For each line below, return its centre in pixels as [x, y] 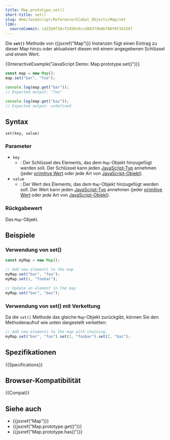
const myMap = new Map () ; [32, 260]
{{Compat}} [17, 393]
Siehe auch [23, 409]
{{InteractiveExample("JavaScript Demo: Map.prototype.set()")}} [73, 64]
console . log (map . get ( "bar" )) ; [37, 87]
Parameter [19, 146]
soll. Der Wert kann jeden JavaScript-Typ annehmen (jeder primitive [91, 190]
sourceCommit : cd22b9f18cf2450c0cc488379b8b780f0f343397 [71, 29]
